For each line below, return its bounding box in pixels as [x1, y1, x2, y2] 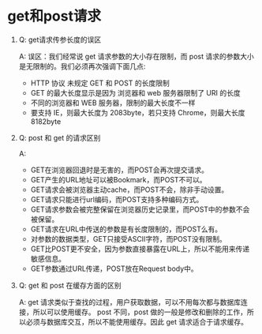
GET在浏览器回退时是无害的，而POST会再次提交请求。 [30, 165, 209, 175]
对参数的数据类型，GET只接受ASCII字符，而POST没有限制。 [30, 234, 226, 243]
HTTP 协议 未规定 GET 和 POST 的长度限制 [30, 78, 170, 88]
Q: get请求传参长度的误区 [18, 35, 102, 44]
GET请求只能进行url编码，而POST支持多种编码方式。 [30, 194, 204, 204]
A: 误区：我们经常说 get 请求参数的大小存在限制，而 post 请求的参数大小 [18, 51, 254, 61]
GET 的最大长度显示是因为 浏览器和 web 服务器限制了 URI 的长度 [30, 88, 241, 97]
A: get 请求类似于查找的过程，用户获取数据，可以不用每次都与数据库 [18, 297, 241, 306]
